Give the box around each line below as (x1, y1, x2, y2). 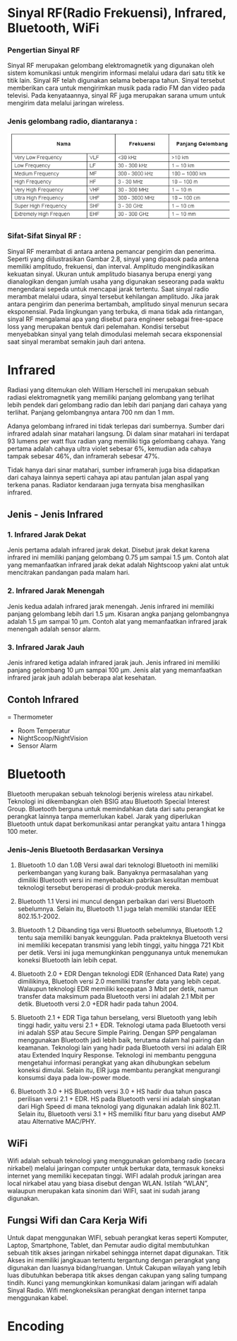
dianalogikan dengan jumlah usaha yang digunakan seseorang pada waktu (7, 277, 224, 286)
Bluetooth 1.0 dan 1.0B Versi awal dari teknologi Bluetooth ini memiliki (17, 861, 219, 869)
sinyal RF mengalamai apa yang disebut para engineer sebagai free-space (7, 315, 224, 323)
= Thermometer (7, 712, 54, 721)
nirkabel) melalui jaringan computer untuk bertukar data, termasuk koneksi (7, 1163, 224, 1172)
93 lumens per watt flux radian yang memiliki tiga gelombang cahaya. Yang (7, 436, 226, 445)
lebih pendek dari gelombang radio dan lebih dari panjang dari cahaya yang (7, 400, 227, 409)
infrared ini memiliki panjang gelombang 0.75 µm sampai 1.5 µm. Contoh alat (7, 553, 229, 562)
